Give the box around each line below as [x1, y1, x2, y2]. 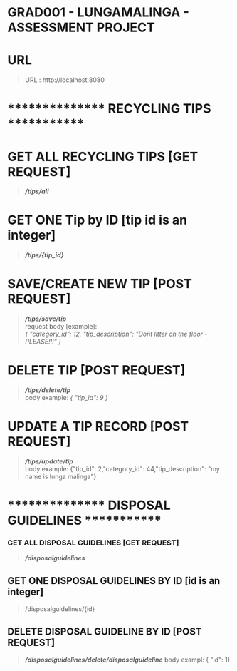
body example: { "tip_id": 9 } [24, 394, 108, 402]
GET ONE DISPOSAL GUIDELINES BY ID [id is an [7, 575, 221, 587]
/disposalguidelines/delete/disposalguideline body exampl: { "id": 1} [24, 655, 231, 664]
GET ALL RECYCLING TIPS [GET [7, 148, 199, 165]
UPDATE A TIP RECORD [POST [7, 419, 189, 435]
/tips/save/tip [24, 314, 67, 323]
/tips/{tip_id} [24, 251, 64, 260]
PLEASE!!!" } [24, 337, 62, 346]
